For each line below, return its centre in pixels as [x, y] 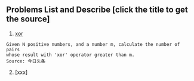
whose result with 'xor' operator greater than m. [70, 55]
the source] [28, 19]
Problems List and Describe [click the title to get [97, 10]
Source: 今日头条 [26, 61]
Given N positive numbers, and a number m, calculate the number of [93, 44]
